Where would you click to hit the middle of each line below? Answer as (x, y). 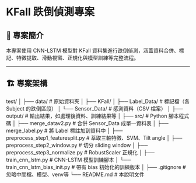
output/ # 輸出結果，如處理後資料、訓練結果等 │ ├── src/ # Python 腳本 (92, 116)
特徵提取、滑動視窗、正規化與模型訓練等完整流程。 (77, 58)
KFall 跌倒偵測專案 (50, 12)
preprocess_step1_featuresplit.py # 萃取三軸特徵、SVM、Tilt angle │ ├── (94, 137)
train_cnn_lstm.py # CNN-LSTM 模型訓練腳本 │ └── (69, 160)
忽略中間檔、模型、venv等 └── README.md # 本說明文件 (75, 174)
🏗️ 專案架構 (27, 83)
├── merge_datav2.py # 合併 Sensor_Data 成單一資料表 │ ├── (93, 123)
